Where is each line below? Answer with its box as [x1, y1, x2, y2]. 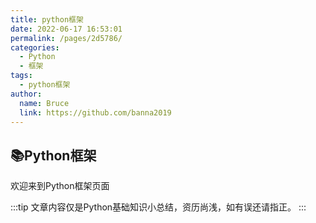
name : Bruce [19, 98, 70, 108]
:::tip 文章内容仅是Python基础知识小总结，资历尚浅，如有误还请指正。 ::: [10, 201, 307, 213]
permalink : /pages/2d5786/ [10, 33, 123, 43]
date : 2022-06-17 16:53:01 [10, 24, 123, 34]
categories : [10, 42, 60, 53]
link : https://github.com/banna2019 [19, 107, 172, 118]
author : [10, 89, 43, 99]
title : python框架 [10, 14, 84, 25]
